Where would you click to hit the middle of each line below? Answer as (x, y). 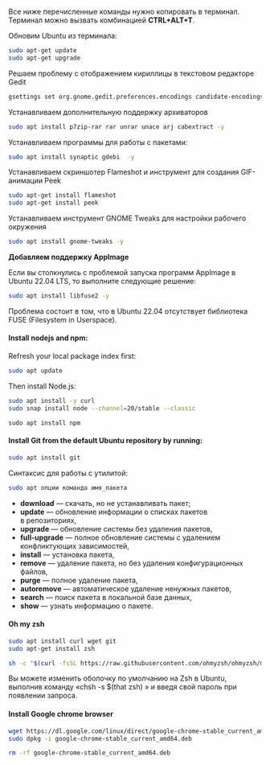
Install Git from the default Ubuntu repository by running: (106, 441)
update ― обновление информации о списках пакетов (114, 512)
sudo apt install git (45, 458)
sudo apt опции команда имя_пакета (68, 487)
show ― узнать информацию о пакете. (87, 606)
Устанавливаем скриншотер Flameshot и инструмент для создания (124, 172)
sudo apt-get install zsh (51, 648)
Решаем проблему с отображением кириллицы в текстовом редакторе (131, 73)
